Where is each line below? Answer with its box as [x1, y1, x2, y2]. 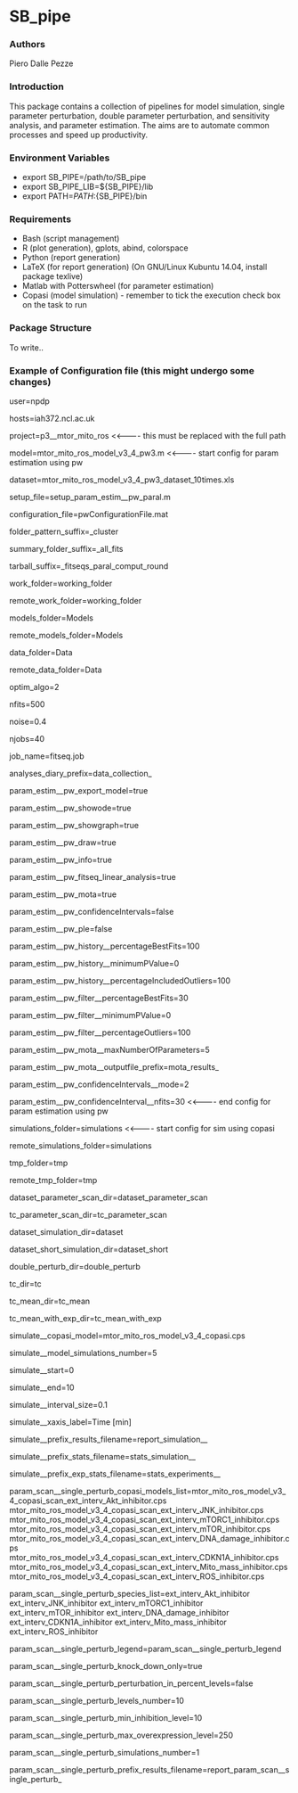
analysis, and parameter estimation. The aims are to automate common [9, 119, 270, 130]
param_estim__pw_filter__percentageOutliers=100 [9, 1027, 191, 1038]
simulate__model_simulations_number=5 [9, 1347, 157, 1358]
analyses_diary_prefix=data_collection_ [9, 768, 153, 778]
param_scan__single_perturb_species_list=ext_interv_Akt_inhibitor [9, 1588, 251, 1599]
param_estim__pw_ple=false [9, 923, 113, 934]
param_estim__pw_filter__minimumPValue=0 [9, 1009, 172, 1020]
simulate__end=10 [9, 1382, 75, 1393]
